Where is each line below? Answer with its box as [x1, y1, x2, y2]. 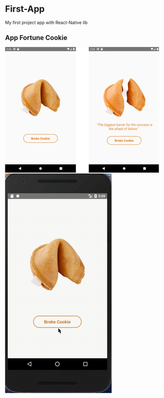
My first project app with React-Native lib [5, 20, 88, 25]
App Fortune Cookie [5, 34, 67, 42]
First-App [5, 3, 45, 15]
